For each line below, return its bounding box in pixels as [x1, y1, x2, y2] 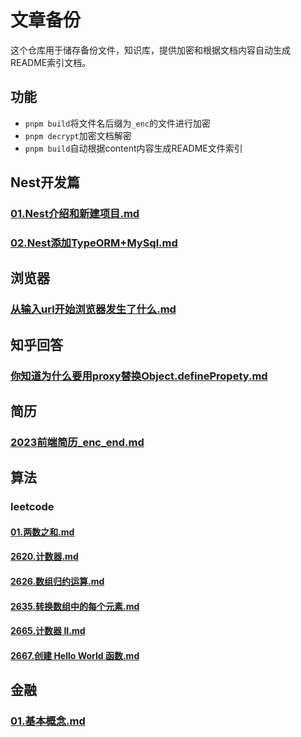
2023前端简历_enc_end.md [10, 435, 145, 449]
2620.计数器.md [10, 551, 79, 563]
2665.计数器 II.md [10, 625, 86, 637]
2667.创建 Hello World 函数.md [10, 649, 140, 661]
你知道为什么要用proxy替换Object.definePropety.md [10, 369, 268, 383]
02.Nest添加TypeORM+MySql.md [10, 236, 178, 250]
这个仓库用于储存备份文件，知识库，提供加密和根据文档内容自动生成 [10, 44, 291, 56]
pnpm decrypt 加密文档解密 [24, 129, 132, 141]
